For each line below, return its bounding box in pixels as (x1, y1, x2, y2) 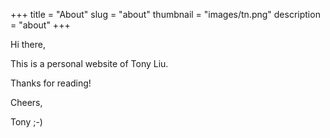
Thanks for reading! (10, 77, 92, 89)
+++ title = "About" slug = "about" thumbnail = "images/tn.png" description (10, 9, 321, 20)
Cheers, (10, 97, 43, 108)
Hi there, (10, 39, 46, 50)
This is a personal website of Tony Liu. (10, 58, 169, 69)
